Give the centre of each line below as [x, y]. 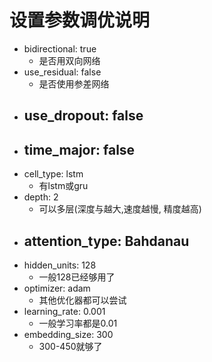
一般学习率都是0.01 [78, 323]
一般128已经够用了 [77, 277]
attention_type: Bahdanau [106, 241]
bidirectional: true [60, 48]
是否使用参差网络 [74, 83]
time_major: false [79, 149]
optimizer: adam [57, 288]
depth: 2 [41, 197]
